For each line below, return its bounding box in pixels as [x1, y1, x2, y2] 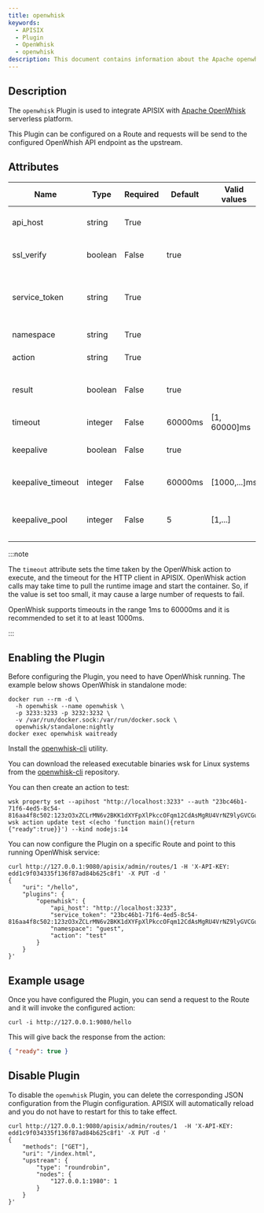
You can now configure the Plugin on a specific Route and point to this [8, 840, 236, 849]
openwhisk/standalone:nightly [15, 723, 114, 731]
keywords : [8, 19, 41, 27]
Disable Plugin [8, 1069, 80, 1083]
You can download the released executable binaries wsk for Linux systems [8, 759, 250, 769]
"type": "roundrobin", [36, 1163, 111, 1171]
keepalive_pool [12, 514, 68, 525]
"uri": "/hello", [22, 884, 79, 892]
